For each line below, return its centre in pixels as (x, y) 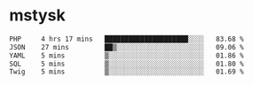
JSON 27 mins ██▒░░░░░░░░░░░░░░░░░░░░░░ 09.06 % (126, 47)
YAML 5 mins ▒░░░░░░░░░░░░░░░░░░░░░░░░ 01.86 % (126, 55)
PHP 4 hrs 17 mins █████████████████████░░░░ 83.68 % (126, 39)
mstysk (37, 15)
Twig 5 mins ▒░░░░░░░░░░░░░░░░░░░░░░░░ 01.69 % (126, 72)
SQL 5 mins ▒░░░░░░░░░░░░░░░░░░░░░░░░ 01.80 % (126, 64)
